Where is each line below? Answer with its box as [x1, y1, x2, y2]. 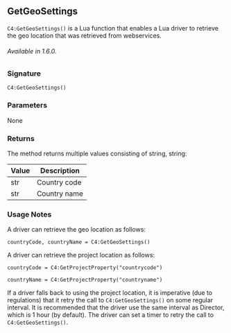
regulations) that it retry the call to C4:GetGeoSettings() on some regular [7, 296, 214, 305]
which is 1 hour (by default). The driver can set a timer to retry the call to [7, 311, 214, 319]
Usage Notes [7, 210, 52, 219]
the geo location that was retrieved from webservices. [7, 31, 162, 40]
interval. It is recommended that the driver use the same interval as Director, [7, 303, 225, 311]
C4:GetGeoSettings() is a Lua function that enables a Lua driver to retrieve [7, 24, 219, 32]
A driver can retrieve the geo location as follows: [7, 225, 146, 234]
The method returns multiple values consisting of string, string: [7, 149, 187, 157]
